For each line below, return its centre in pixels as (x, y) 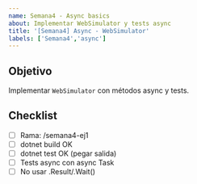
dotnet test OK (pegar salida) (68, 153)
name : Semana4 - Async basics (59, 16)
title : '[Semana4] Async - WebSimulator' (79, 31)
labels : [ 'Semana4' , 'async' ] (57, 38)
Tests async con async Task (67, 163)
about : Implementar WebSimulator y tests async (90, 23)
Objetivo (30, 71)
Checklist (33, 116)
